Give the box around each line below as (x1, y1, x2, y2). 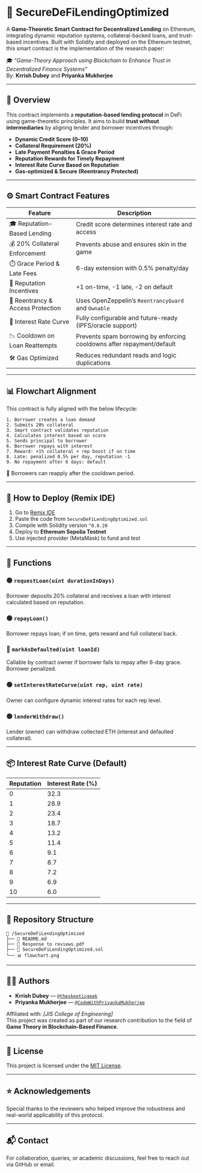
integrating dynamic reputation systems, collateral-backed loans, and (6, 31, 179, 39)
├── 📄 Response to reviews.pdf (6, 941, 85, 947)
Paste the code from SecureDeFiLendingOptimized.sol (14, 516, 148, 523)
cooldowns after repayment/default (76, 340, 176, 348)
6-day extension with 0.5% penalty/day (76, 264, 189, 272)
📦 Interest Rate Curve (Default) (6, 758, 127, 769)
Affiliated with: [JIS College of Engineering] (6, 1010, 113, 1017)
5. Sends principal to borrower (6, 438, 87, 444)
